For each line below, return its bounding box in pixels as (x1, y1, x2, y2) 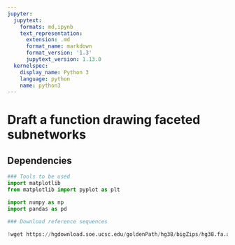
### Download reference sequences (7, 218, 108, 225)
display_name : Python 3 (20, 69, 90, 76)
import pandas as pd (7, 205, 68, 212)
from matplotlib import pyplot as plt (7, 186, 120, 193)
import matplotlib (7, 180, 61, 187)
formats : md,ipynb (20, 23, 73, 30)
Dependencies (7, 155, 72, 167)
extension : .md (25, 36, 71, 43)
